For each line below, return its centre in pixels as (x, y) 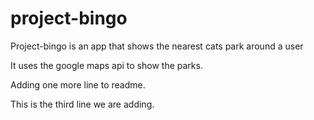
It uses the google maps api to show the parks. (106, 65)
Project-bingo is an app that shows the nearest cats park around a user (157, 46)
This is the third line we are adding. (82, 104)
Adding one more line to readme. (78, 84)
